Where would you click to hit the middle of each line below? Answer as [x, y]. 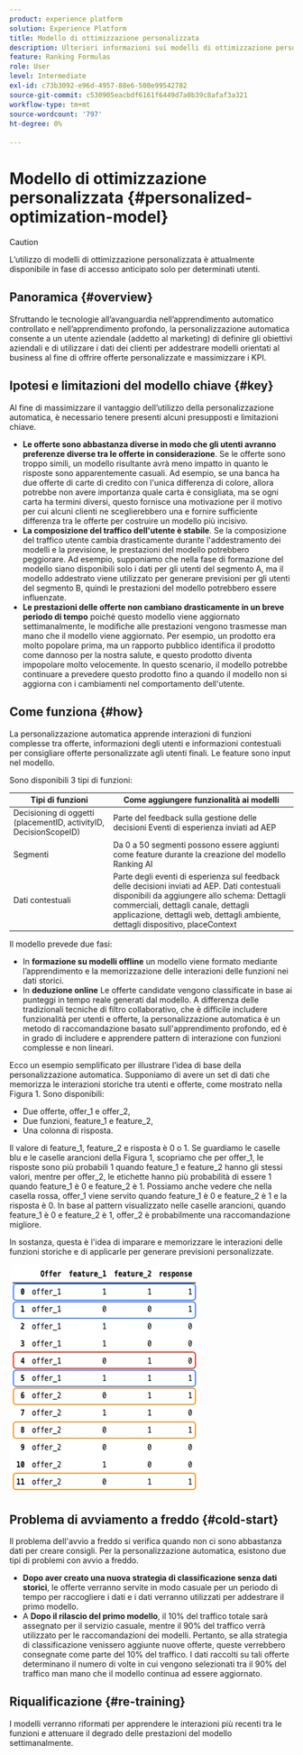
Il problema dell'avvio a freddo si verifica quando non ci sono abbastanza [146, 1541]
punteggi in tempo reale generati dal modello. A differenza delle [141, 1000]
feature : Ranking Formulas [60, 57]
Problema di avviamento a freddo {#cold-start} [144, 1519]
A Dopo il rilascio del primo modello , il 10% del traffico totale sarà [145, 1616]
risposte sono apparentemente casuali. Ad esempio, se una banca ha [151, 472]
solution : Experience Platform [68, 28]
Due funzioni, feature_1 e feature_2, [87, 1121]
